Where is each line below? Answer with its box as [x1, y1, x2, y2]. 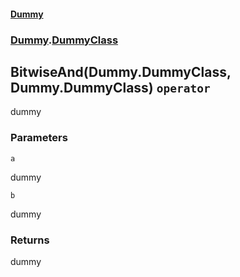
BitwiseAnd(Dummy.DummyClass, [10, 63, 232, 80]
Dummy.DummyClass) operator [10, 79, 211, 96]
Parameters [10, 131, 68, 145]
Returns [10, 233, 50, 247]
